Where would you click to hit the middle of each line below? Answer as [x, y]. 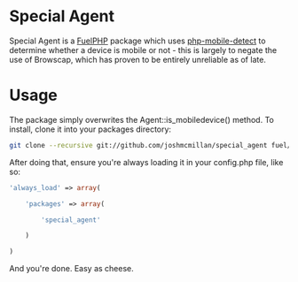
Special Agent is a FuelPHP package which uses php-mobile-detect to [137, 41]
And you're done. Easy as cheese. [72, 269]
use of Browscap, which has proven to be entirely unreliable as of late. [137, 59]
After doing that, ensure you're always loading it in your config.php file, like [146, 162]
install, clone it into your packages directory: [90, 129]
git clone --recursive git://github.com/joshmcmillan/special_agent [138, 145]
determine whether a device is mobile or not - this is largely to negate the [143, 50]
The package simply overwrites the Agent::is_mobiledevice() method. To [142, 119]
